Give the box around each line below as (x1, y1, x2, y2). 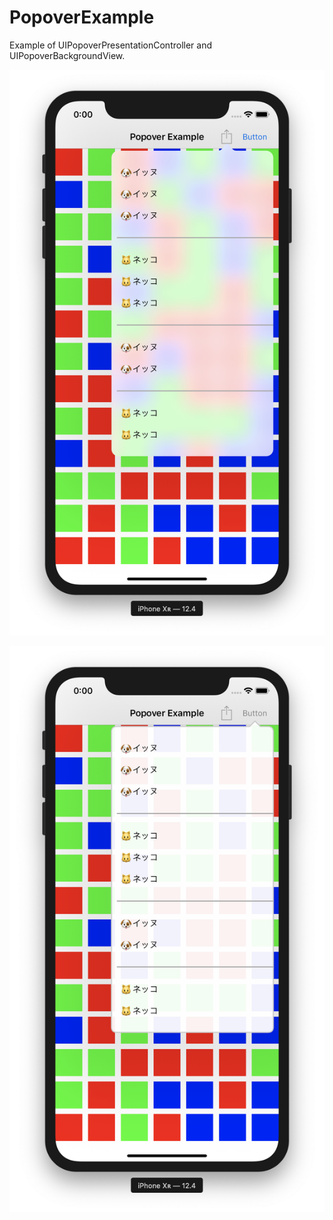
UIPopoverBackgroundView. (9, 49, 126, 61)
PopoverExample (9, 6, 155, 29)
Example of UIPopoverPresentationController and (9, 39, 213, 51)
